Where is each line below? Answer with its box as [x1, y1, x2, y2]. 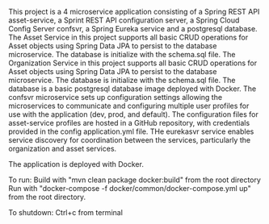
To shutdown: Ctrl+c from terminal [8, 208, 124, 217]
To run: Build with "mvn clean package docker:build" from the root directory [8, 175, 261, 185]
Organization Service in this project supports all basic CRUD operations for [8, 58, 257, 68]
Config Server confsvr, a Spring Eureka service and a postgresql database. [8, 24, 258, 33]
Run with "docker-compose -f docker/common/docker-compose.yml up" [8, 184, 252, 193]
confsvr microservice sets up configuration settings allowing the [8, 93, 223, 102]
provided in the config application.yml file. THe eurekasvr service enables [8, 127, 254, 136]
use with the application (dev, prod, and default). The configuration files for [8, 110, 258, 119]
